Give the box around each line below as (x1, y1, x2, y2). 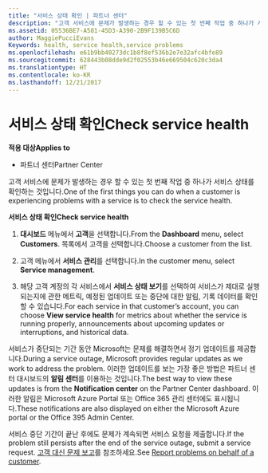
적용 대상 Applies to (8, 143, 70, 152)
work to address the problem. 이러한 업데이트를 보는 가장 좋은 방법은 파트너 (8, 364, 247, 373)
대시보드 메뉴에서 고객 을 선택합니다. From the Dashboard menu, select (19, 229, 244, 239)
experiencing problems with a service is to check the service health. (8, 196, 233, 206)
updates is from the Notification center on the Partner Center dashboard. (8, 384, 250, 393)
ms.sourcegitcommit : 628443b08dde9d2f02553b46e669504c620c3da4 (8, 57, 223, 65)
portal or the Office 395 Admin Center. (8, 412, 135, 423)
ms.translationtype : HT (8, 64, 88, 72)
